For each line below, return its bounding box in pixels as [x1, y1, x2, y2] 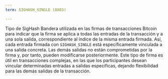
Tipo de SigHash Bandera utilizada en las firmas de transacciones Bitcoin [5, 25, 157, 31]
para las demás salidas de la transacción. [5, 68, 91, 74]
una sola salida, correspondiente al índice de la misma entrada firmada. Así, [5, 36, 162, 42]
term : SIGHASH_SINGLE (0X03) [5, 7, 66, 12]
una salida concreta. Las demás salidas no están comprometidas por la [5, 46, 152, 52]
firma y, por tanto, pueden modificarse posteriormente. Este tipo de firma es [5, 52, 163, 58]
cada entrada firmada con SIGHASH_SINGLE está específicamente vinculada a [5, 41, 162, 47]
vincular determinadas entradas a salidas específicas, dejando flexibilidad [5, 62, 158, 68]
